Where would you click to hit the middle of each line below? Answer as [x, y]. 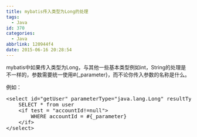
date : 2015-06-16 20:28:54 [39, 50]
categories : [21, 34]
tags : [13, 17]
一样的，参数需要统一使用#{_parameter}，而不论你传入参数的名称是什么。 [101, 75]
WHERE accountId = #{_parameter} [79, 116]
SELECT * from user [46, 104]
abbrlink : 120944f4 [30, 45]
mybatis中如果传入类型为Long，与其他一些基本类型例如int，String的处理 [94, 67]
